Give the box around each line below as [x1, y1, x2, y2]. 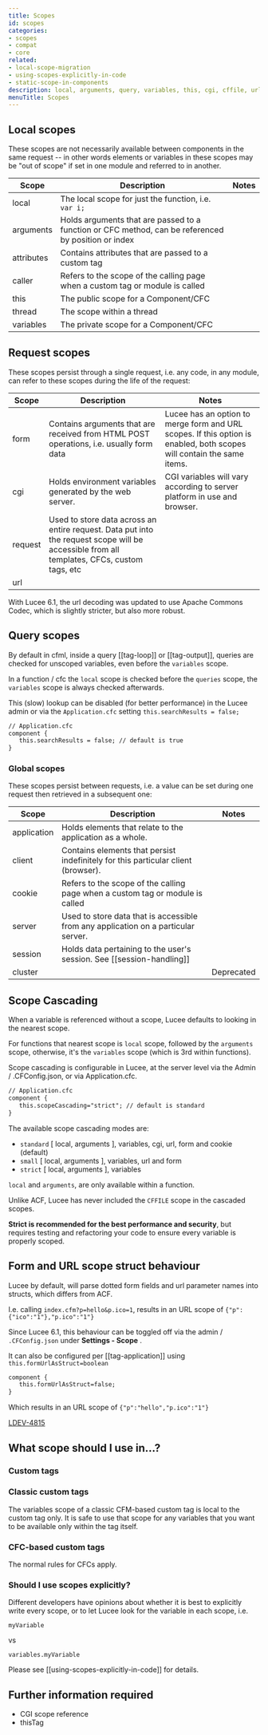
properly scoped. [8, 1236, 65, 1246]
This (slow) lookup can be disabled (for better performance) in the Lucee [8, 698, 248, 707]
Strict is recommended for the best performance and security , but [8, 1219, 232, 1229]
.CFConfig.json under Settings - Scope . [8, 1335, 142, 1345]
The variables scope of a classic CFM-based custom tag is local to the [8, 1504, 240, 1514]
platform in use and [164, 491, 238, 502]
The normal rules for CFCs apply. [8, 1559, 117, 1569]
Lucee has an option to [164, 408, 251, 419]
